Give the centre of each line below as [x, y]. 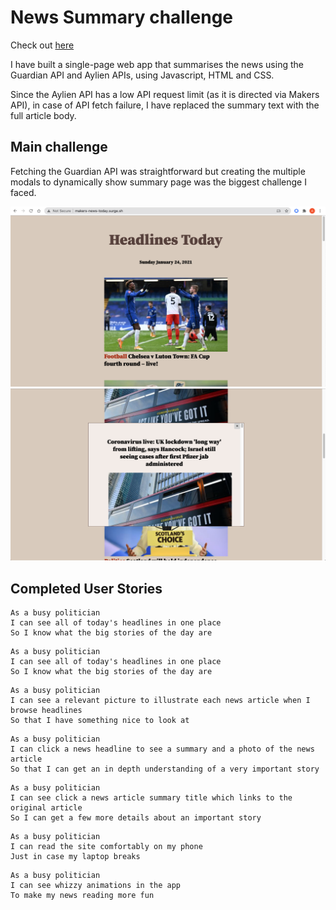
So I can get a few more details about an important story [136, 818]
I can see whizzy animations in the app [96, 886]
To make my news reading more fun [82, 896]
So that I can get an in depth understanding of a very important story [165, 769]
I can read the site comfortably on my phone [106, 847]
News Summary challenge [122, 17]
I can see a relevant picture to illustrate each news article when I [160, 701]
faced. [23, 192]
